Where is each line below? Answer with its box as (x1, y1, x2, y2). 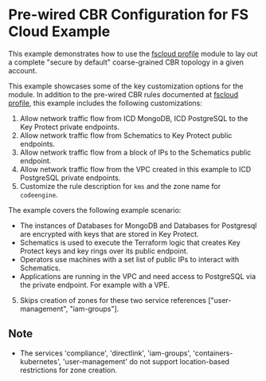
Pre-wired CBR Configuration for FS (8, 6, 249, 24)
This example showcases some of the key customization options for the (8, 81, 244, 91)
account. (8, 65, 37, 75)
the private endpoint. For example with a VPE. (19, 280, 170, 289)
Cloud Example (8, 22, 111, 41)
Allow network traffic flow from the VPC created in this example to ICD (19, 164, 252, 174)
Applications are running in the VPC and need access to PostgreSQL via (19, 271, 256, 281)
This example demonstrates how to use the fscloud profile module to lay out (8, 49, 258, 58)
